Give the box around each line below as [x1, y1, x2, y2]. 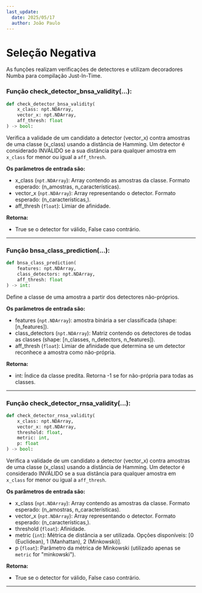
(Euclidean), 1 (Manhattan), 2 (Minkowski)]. [14, 538, 122, 545]
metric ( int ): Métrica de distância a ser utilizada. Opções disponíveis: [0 [14, 532, 194, 539]
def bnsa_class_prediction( [6, 260, 77, 266]
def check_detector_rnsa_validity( [6, 412, 96, 418]
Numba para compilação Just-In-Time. [6, 72, 102, 79]
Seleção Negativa [6, 46, 96, 60]
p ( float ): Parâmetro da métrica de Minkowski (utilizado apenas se [14, 544, 181, 551]
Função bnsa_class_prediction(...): [6, 246, 110, 255]
